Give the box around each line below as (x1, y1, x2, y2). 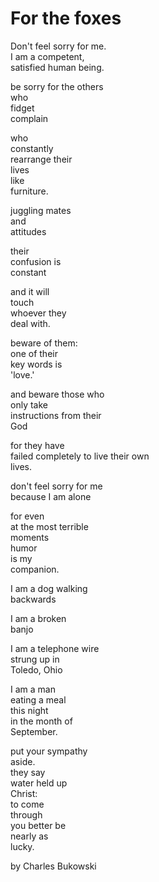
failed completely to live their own (10, 450, 150, 462)
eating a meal (10, 693, 67, 706)
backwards (10, 593, 57, 605)
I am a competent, (10, 50, 85, 62)
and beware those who (10, 388, 105, 400)
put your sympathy (10, 745, 88, 757)
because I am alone (10, 490, 92, 502)
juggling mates (10, 204, 72, 216)
